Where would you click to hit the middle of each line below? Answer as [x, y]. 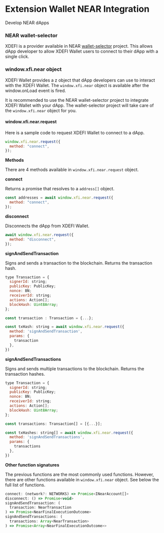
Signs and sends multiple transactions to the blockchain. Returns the [75, 369]
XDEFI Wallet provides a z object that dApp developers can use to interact [80, 80]
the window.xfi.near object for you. [41, 110]
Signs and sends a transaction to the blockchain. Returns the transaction [79, 263]
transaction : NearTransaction [40, 507]
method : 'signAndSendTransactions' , [47, 437]
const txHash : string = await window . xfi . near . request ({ [65, 327]
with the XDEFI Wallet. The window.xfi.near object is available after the [77, 85]
